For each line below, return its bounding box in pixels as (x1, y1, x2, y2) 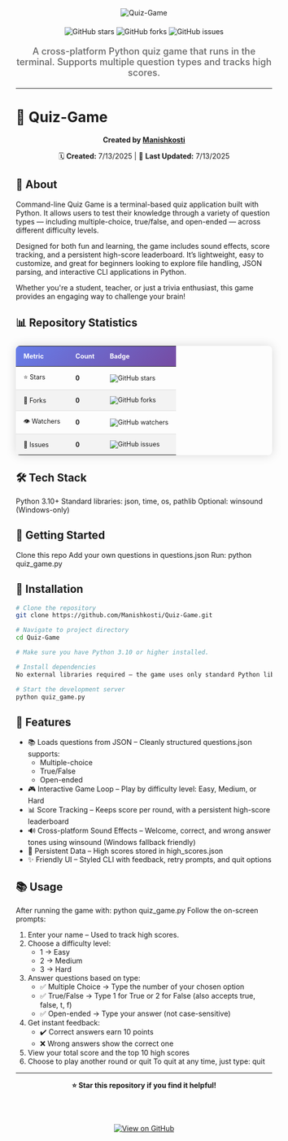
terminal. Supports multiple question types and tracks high (16, 56, 272, 68)
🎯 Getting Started (15, 529, 106, 542)
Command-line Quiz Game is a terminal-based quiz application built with (15, 199, 260, 209)
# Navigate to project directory (15, 626, 129, 634)
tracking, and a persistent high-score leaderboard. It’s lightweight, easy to (15, 250, 264, 259)
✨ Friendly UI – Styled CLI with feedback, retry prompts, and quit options (27, 855, 272, 864)
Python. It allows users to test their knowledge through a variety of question (15, 207, 270, 218)
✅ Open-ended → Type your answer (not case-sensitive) (39, 1008, 231, 1019)
